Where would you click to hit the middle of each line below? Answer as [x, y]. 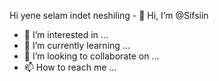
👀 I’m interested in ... [66, 34]
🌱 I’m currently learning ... [77, 45]
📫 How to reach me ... [70, 67]
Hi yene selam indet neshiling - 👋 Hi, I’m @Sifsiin [109, 15]
